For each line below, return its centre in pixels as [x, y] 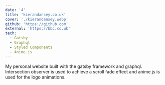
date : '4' [16, 10]
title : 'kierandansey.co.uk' [36, 15]
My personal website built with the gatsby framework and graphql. [74, 66]
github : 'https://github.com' [37, 24]
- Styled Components [31, 47]
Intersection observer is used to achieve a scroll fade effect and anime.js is [83, 71]
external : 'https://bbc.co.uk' [38, 29]
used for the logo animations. [36, 77]
